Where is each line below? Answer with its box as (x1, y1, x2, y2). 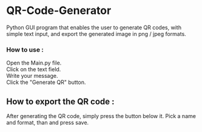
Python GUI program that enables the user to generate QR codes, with (6, 24, 182, 31)
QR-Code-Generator (6, 4, 112, 18)
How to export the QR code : (6, 96, 115, 106)
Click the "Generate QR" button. (6, 78, 86, 86)
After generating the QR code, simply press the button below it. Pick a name (6, 113, 196, 120)
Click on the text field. (6, 66, 61, 73)
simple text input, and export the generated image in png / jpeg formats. (6, 30, 186, 37)
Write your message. (6, 72, 58, 80)
